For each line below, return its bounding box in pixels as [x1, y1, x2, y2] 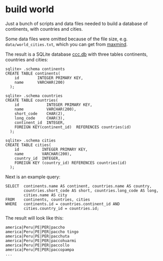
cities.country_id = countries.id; [24, 206, 100, 211]
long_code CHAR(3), [14, 115, 65, 121]
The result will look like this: [5, 215, 64, 221]
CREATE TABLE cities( [5, 142, 52, 148]
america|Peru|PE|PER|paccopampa [5, 247, 74, 252]
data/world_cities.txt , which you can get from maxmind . [5, 41, 128, 47]
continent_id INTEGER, [14, 120, 65, 125]
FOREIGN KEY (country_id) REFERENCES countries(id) [14, 160, 127, 165]
